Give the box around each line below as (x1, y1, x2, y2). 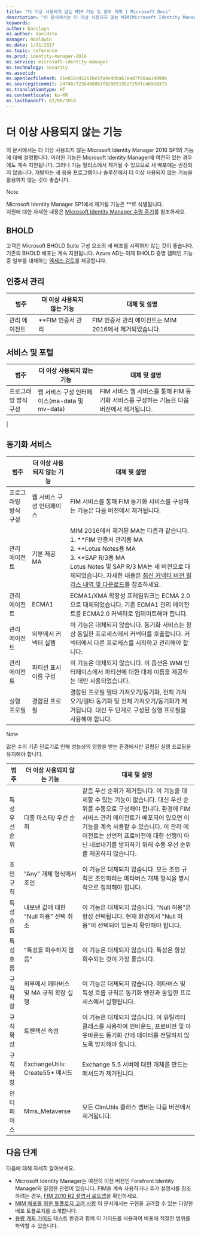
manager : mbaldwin (6, 36, 52, 42)
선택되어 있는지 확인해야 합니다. (98, 921, 181, 929)
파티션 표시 (32, 663, 62, 672)
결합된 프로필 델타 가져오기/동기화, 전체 (69, 688, 175, 696)
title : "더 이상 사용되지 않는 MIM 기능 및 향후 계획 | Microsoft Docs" (6, 8, 171, 15)
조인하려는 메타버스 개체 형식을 (95, 874, 177, 882)
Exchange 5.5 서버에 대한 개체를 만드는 (82, 1060, 188, 1068)
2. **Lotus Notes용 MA (69, 544, 136, 553)
